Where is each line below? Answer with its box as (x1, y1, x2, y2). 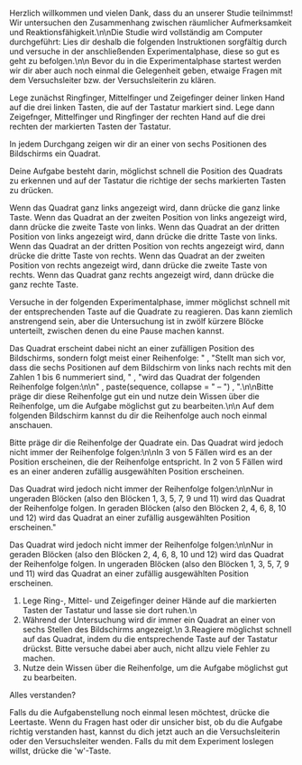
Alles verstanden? (9, 690, 77, 700)
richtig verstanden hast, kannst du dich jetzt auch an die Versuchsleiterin (9, 726, 280, 737)
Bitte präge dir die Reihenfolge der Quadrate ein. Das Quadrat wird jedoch (9, 437, 284, 448)
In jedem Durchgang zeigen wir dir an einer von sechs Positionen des (9, 139, 268, 149)
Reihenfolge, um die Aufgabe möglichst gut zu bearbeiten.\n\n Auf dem (9, 401, 275, 411)
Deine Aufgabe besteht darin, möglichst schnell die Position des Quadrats (9, 166, 284, 176)
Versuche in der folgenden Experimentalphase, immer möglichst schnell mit (9, 297, 290, 307)
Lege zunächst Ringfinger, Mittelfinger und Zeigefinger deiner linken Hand (9, 92, 286, 103)
